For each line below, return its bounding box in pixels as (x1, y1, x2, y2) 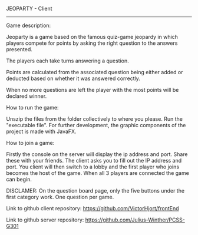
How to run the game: (6, 104, 59, 111)
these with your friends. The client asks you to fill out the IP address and (6, 157, 182, 164)
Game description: (6, 22, 51, 29)
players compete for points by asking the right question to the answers (6, 39, 178, 47)
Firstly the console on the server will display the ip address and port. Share (6, 151, 188, 158)
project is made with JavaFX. (6, 128, 77, 135)
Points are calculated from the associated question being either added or (6, 69, 183, 75)
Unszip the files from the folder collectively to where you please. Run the (6, 115, 183, 123)
